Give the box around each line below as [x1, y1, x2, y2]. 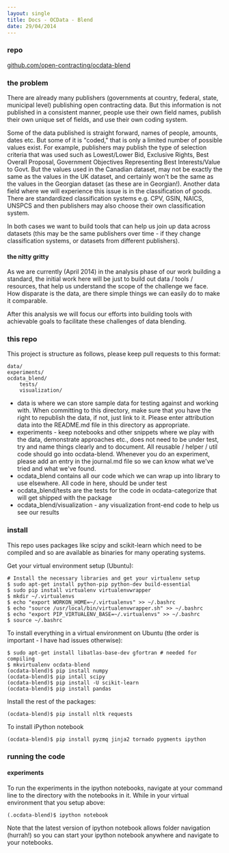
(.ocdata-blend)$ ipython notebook [7, 811, 109, 819]
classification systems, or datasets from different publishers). [7, 236, 180, 245]
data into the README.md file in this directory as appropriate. [16, 421, 190, 429]
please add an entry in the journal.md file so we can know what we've [16, 457, 214, 466]
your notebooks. [7, 838, 53, 846]
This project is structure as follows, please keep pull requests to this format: [7, 350, 221, 358]
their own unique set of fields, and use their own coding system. [7, 115, 188, 123]
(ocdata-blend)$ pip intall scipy [7, 673, 106, 680]
